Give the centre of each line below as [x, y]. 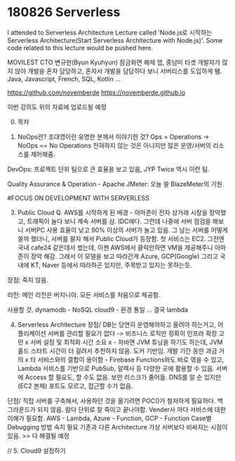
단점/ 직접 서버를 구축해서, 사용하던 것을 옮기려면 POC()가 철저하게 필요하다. [112, 401]
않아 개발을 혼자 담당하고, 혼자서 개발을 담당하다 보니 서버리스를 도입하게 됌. [118, 71]
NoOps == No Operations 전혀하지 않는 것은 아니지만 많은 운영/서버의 [114, 145]
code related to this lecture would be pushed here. [80, 48]
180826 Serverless [64, 12]
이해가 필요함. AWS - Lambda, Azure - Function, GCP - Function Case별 [109, 418]
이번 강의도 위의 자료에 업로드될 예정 [57, 106]
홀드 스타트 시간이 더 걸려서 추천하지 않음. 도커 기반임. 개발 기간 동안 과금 [117, 350]
